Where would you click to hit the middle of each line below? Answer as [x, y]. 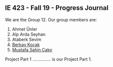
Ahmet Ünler [25, 29]
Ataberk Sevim [27, 39]
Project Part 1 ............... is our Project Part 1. [48, 59]
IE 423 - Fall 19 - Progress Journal [57, 8]
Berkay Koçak [26, 44]
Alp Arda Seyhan [29, 34]
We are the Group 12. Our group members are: [51, 19]
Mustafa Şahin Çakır [32, 50]
